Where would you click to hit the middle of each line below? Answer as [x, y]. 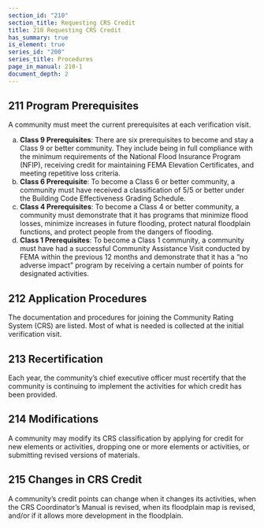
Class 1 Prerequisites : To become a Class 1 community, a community [132, 240]
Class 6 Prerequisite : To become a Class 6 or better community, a [127, 182]
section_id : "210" [38, 15]
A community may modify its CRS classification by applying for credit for [126, 438]
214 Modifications [53, 419]
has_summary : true [38, 37]
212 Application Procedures [78, 299]
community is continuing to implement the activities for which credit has [125, 386]
